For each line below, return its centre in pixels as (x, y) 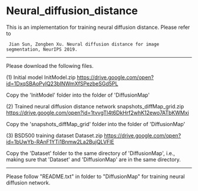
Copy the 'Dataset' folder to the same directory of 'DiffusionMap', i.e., (91, 153)
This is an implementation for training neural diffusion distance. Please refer (98, 27)
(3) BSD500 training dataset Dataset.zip (55, 135)
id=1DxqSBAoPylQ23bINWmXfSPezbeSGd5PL (62, 83)
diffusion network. (28, 182)
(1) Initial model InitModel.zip (41, 77)
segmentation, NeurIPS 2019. (42, 49)
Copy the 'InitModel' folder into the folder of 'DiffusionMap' (78, 95)
